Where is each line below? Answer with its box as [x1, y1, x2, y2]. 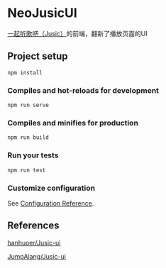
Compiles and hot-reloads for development [7, 85, 160, 95]
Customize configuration [7, 183, 96, 193]
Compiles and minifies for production [7, 118, 138, 128]
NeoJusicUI [7, 5, 78, 21]
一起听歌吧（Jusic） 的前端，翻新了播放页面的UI [7, 29, 148, 38]
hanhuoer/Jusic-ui [7, 238, 61, 247]
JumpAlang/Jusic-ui [7, 252, 66, 260]
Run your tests [7, 150, 59, 160]
